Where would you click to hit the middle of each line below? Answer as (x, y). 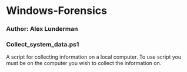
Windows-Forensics (57, 11)
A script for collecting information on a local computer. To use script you (93, 57)
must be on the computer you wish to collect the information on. (84, 63)
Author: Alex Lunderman (42, 29)
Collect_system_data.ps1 (43, 45)
